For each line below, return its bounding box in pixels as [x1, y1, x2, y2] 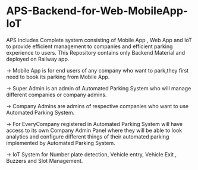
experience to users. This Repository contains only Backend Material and [6, 49, 186, 56]
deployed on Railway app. [6, 55, 70, 62]
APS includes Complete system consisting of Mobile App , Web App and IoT [6, 36, 192, 43]
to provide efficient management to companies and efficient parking [6, 43, 173, 50]
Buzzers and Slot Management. [6, 157, 83, 164]
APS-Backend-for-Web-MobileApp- [6, 4, 188, 18]
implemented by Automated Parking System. [6, 139, 116, 146]
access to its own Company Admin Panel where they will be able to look [6, 127, 183, 134]
